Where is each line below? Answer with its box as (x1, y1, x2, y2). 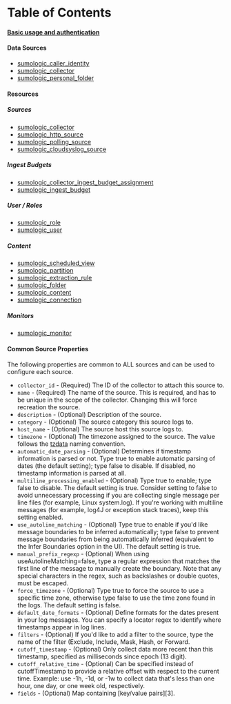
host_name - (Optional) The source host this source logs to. (17, 424, 184, 433)
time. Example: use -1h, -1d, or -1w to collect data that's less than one (17, 674, 215, 683)
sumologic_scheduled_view (17, 259, 95, 267)
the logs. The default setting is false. (17, 600, 121, 609)
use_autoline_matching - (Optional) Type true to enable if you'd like (17, 520, 208, 529)
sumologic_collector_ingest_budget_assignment (17, 178, 154, 186)
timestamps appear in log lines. (17, 623, 107, 631)
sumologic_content (17, 289, 72, 297)
